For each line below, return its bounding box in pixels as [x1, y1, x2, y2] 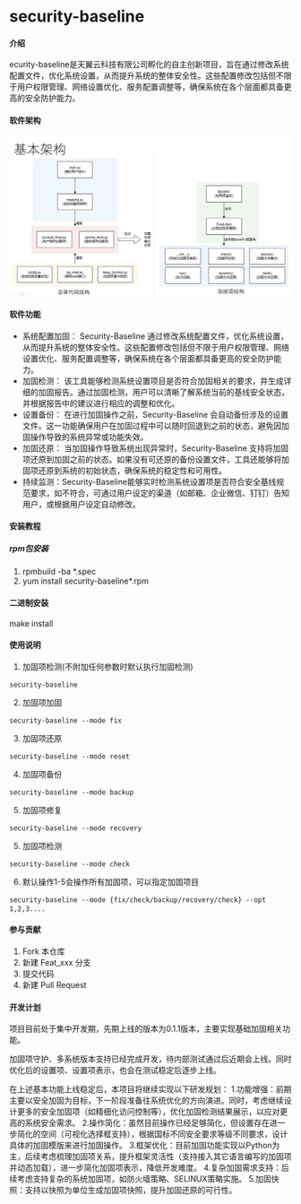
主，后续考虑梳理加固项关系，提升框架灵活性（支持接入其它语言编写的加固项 [9, 1151, 292, 1162]
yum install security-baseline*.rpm [21, 576, 150, 586]
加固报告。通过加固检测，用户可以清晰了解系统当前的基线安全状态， [38, 386, 289, 397]
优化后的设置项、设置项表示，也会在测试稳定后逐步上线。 [9, 1065, 221, 1076]
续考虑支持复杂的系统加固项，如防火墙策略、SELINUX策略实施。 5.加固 [9, 1174, 271, 1184]
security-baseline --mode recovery [9, 823, 142, 833]
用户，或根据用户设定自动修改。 [21, 498, 141, 509]
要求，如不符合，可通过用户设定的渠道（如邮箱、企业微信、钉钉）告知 [30, 487, 289, 498]
